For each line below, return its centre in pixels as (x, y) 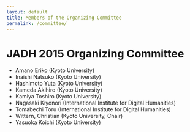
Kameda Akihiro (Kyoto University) (59, 90)
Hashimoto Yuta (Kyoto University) (59, 84)
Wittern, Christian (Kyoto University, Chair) (69, 116)
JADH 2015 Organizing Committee (95, 53)
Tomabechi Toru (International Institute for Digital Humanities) (93, 109)
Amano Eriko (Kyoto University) (55, 70)
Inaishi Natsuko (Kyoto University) (58, 77)
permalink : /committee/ (37, 23)
